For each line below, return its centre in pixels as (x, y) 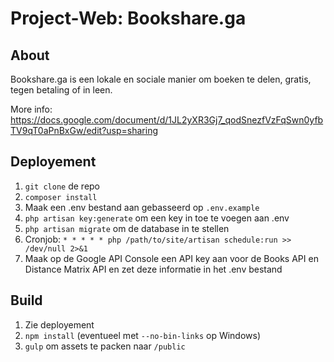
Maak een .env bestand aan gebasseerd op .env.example (142, 207)
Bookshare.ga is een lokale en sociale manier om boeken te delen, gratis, (161, 79)
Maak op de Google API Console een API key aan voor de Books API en (171, 258)
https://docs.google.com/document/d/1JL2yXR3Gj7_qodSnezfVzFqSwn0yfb (167, 120)
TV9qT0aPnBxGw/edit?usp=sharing (84, 130)
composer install (61, 197)
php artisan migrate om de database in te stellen (127, 228)
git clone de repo (62, 186)
